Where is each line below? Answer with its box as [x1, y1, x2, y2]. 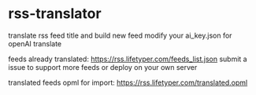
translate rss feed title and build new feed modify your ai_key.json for [8, 31, 232, 40]
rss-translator [8, 5, 102, 23]
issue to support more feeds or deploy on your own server [8, 62, 198, 71]
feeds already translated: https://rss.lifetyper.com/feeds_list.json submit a [8, 54, 247, 64]
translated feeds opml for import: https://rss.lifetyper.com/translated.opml [8, 78, 248, 87]
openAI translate [8, 38, 61, 48]
